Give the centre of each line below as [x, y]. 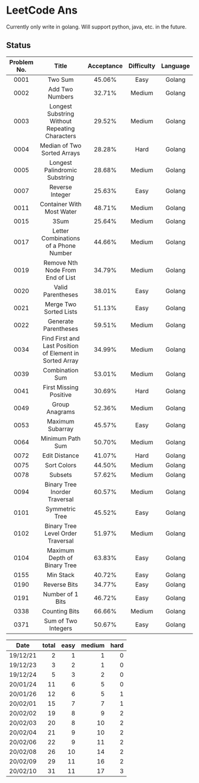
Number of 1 [61, 594]
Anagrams [61, 412]
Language [175, 66]
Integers [61, 628]
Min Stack [61, 575]
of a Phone [60, 246]
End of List [61, 278]
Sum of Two [61, 620]
